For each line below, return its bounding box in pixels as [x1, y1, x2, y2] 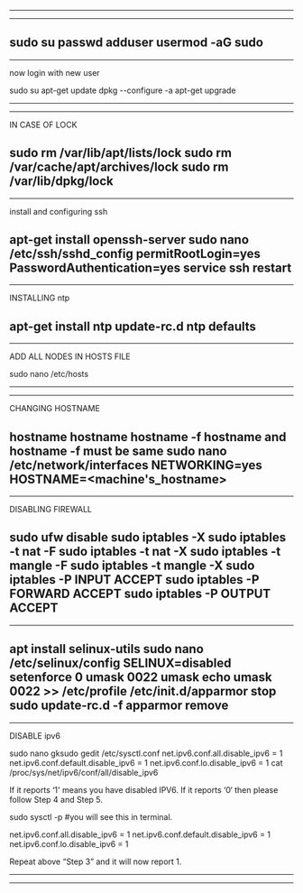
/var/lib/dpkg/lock [9, 173, 115, 189]
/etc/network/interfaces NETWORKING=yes [9, 457, 263, 473]
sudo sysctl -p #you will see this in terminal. [9, 811, 173, 822]
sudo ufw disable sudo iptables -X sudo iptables [9, 529, 287, 546]
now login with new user [9, 67, 101, 78]
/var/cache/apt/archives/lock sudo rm [9, 160, 229, 175]
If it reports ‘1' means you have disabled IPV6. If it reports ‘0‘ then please [9, 784, 279, 795]
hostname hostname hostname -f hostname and [9, 429, 287, 445]
